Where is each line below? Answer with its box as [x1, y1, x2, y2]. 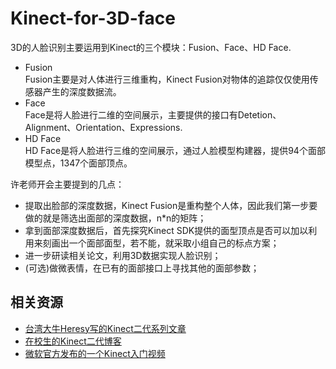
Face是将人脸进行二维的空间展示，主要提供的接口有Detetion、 [24, 108, 282, 121]
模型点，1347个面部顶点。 [24, 157, 133, 169]
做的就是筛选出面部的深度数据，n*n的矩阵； [24, 212, 207, 224]
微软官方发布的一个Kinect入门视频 [24, 347, 166, 359]
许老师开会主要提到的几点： [10, 178, 125, 190]
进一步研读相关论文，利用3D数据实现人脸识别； [24, 249, 222, 261]
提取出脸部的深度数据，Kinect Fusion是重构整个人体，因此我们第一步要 [24, 199, 318, 211]
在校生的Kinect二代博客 [24, 335, 122, 347]
